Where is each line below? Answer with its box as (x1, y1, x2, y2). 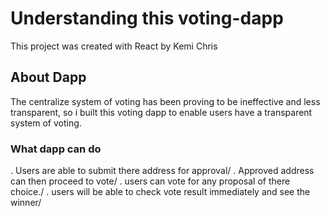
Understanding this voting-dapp (10, 7, 284, 30)
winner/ (10, 197, 42, 209)
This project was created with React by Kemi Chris (10, 40, 218, 52)
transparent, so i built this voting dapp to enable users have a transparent (10, 106, 313, 118)
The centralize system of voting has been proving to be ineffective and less (10, 95, 321, 107)
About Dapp (10, 69, 87, 86)
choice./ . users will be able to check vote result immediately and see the (10, 186, 311, 198)
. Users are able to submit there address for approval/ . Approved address (10, 165, 315, 177)
